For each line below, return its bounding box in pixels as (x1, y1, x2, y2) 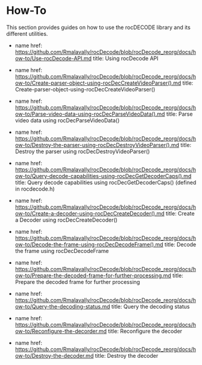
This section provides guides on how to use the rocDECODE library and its (6, 24, 191, 31)
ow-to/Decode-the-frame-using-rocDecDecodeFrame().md (14, 240, 164, 248)
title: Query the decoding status (111, 303, 190, 310)
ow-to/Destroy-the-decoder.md (14, 352, 94, 359)
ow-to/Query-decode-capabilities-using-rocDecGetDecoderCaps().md (14, 172, 192, 179)
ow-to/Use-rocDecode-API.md (14, 54, 92, 62)
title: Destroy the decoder (95, 352, 159, 359)
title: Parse (166, 110, 193, 117)
